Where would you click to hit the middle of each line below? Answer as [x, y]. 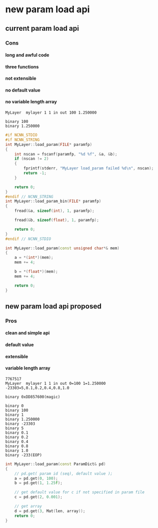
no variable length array [31, 102]
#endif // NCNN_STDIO [28, 239]
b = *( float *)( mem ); [36, 272]
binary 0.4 [17, 442]
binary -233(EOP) [24, 455]
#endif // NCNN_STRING [29, 196]
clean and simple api [28, 333]
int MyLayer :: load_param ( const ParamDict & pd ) [56, 464]
